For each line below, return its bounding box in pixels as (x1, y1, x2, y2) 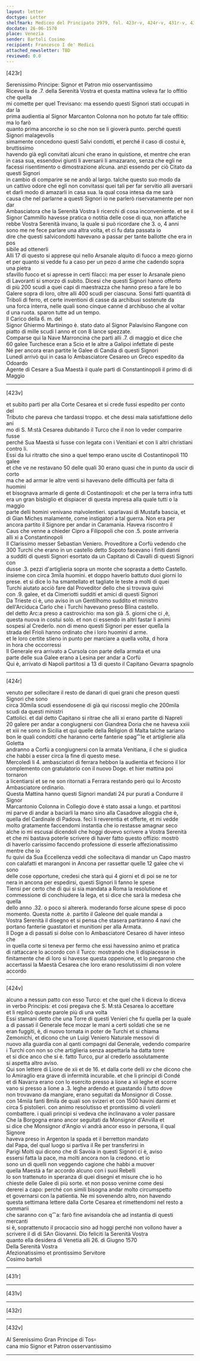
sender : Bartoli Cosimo (6, 36, 65, 42)
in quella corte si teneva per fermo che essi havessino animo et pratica (6, 942, 180, 949)
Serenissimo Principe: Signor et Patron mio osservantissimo (6, 81, 153, 88)
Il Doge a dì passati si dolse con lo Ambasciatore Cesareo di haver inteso (6, 929, 185, 936)
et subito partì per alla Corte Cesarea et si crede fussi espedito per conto (6, 400, 186, 408)
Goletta (6, 739, 24, 746)
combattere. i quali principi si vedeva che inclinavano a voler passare (6, 1110, 176, 1117)
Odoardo (6, 359, 28, 366)
